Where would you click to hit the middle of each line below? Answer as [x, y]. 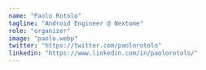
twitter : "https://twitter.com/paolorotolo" [85, 46]
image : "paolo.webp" [44, 38]
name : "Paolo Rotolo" [45, 16]
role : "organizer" [39, 31]
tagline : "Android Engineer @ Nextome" [76, 23]
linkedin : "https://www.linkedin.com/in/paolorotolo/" [103, 53]
